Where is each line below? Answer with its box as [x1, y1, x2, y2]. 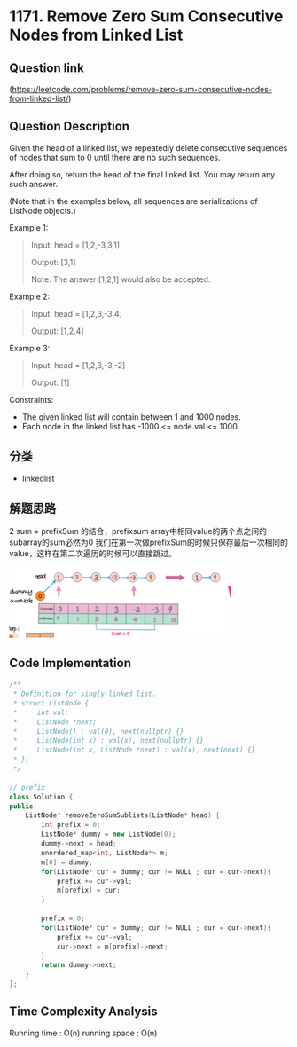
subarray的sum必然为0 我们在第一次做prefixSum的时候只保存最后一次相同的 [9, 537, 288, 547]
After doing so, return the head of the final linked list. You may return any [9, 169, 276, 179]
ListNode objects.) [9, 205, 77, 216]
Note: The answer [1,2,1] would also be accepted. [30, 273, 211, 285]
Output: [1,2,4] [30, 326, 84, 336]
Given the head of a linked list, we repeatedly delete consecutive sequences [9, 142, 288, 153]
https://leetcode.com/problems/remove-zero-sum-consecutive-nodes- [12, 84, 273, 94]
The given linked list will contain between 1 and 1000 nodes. [21, 411, 241, 422]
